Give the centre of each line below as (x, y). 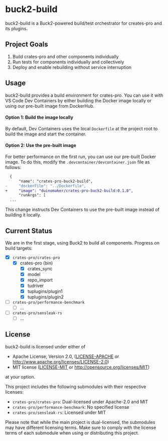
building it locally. (23, 215)
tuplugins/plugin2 (46, 297)
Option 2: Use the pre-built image (41, 145)
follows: (13, 167)
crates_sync (40, 268)
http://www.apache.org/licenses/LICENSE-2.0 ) (61, 361)
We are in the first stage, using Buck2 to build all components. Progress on (82, 243)
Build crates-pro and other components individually (65, 56)
